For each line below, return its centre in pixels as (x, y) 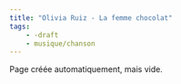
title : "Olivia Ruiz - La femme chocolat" (91, 18)
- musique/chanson (60, 43)
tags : (20, 26)
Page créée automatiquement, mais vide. (86, 69)
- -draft (42, 35)
